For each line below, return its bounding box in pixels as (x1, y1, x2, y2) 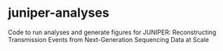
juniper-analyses (8, 5, 109, 21)
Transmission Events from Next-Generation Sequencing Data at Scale (8, 35, 210, 43)
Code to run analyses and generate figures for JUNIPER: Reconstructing (8, 28, 217, 36)
